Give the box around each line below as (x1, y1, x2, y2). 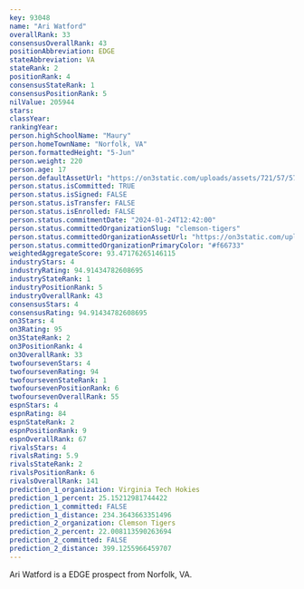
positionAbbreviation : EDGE (9, 47, 116, 56)
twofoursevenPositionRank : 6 (9, 384, 119, 393)
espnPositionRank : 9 (9, 426, 88, 435)
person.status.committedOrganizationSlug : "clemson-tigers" (9, 224, 242, 233)
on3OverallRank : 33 (9, 350, 83, 359)
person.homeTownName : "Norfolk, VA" (9, 140, 147, 149)
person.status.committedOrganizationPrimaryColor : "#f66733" (9, 241, 245, 250)
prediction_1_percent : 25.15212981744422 (9, 493, 168, 503)
